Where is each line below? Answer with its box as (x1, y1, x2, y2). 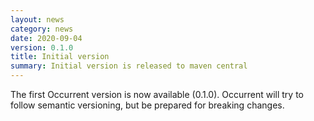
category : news (10, 24, 74, 34)
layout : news (10, 14, 65, 25)
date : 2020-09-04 (10, 33, 83, 43)
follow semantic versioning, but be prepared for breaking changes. (10, 99, 285, 111)
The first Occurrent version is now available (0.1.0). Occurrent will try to (10, 89, 305, 100)
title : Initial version (10, 52, 110, 62)
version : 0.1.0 (10, 42, 74, 53)
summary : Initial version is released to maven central (10, 61, 248, 71)
